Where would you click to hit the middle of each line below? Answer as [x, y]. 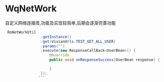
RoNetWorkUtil [22, 32]
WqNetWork [31, 9]
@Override [59, 55]
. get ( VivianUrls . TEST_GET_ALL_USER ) [78, 41]
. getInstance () [56, 37]
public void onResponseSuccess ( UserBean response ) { [105, 60]
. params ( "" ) [53, 46]
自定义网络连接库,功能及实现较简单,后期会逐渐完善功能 [61, 23]
